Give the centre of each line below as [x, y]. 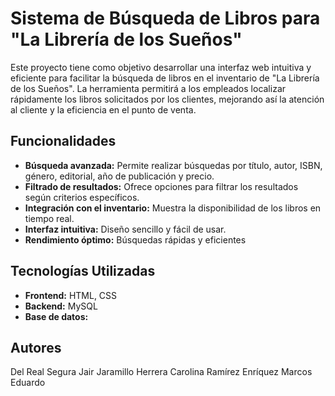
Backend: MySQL [61, 306]
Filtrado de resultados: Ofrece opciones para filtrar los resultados [161, 186]
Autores [36, 347]
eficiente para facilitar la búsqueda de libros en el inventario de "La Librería [165, 78]
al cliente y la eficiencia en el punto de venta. [103, 109]
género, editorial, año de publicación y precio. [119, 176]
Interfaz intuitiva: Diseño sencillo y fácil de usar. [125, 229]
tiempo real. [49, 218]
